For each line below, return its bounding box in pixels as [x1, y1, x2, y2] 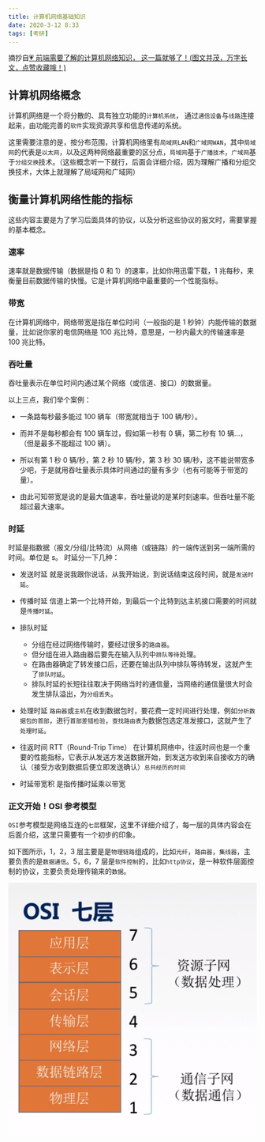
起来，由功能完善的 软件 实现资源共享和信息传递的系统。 [8, 121, 186, 130]
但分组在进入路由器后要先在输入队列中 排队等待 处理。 [31, 649, 201, 660]
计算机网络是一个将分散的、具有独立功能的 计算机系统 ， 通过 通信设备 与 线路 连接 [8, 111, 255, 120]
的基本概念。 [8, 225, 50, 234]
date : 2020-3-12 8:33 [8, 21, 80, 29]
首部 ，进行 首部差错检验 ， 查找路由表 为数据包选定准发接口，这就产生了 [37, 716, 252, 725]
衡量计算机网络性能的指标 [8, 192, 132, 206]
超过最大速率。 [19, 501, 69, 511]
